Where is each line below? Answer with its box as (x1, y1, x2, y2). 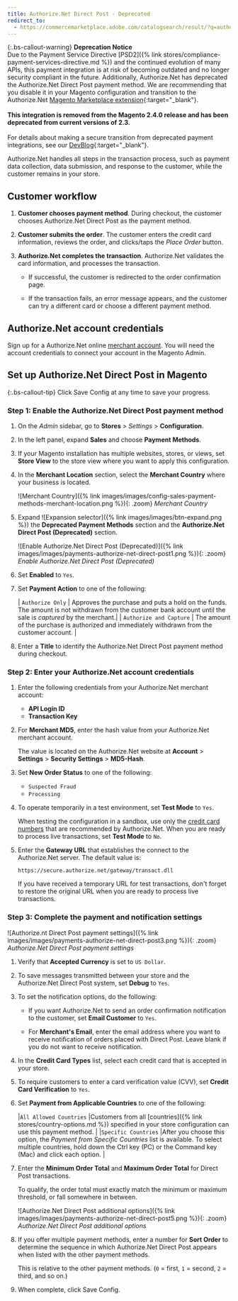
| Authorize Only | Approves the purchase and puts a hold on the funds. (17, 598, 227, 607)
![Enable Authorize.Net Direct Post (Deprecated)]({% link (17, 542, 183, 550)
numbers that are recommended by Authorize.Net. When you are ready (17, 825, 226, 833)
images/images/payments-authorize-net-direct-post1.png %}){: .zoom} (17, 549, 227, 558)
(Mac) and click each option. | (17, 1150, 106, 1158)
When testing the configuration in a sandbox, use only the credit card (17, 817, 220, 826)
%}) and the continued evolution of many (101, 58, 221, 67)
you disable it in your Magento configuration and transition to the (7, 88, 197, 96)
